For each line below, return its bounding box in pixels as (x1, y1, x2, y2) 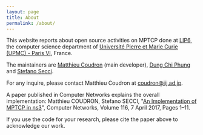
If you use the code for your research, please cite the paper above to (6, 116, 178, 123)
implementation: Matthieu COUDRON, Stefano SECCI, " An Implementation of (6, 97, 197, 105)
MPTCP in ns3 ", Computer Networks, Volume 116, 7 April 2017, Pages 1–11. (6, 104, 191, 111)
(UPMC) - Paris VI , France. (6, 50, 73, 57)
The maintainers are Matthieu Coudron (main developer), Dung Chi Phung (6, 61, 191, 68)
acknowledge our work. (6, 122, 65, 130)
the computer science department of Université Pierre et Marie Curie (6, 43, 178, 50)
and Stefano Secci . (6, 68, 54, 75)
